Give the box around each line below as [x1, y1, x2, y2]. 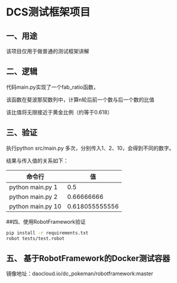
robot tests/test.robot [6, 235, 65, 242]
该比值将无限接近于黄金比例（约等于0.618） [6, 108, 113, 115]
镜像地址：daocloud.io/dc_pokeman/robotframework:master [6, 270, 154, 277]
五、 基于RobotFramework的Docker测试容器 [6, 253, 170, 263]
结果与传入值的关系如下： [6, 157, 69, 164]
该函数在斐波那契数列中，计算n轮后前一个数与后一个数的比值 [6, 96, 155, 103]
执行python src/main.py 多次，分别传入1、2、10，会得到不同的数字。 [6, 144, 175, 152]
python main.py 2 [9, 192, 58, 201]
